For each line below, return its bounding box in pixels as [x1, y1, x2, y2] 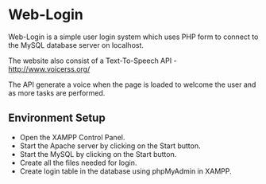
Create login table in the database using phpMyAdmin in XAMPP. [19, 166, 232, 176]
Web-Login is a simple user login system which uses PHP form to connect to [8, 32, 259, 41]
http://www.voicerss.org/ [8, 64, 91, 73]
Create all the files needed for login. [19, 158, 137, 167]
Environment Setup [8, 112, 106, 125]
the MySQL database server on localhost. [8, 40, 145, 49]
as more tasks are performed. [8, 88, 106, 97]
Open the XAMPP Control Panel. [19, 132, 125, 142]
